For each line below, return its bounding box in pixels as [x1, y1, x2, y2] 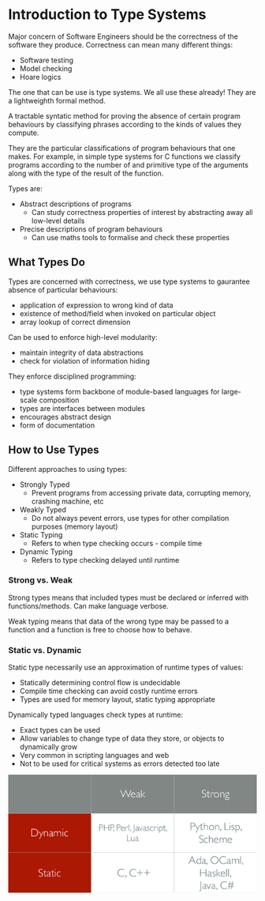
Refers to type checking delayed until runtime [31, 555, 180, 564]
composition [39, 395, 80, 405]
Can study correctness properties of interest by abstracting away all [31, 207, 253, 217]
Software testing [19, 55, 73, 65]
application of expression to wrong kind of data [19, 300, 174, 310]
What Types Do [8, 255, 85, 270]
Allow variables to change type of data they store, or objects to [19, 733, 225, 744]
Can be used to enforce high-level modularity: [8, 332, 158, 341]
